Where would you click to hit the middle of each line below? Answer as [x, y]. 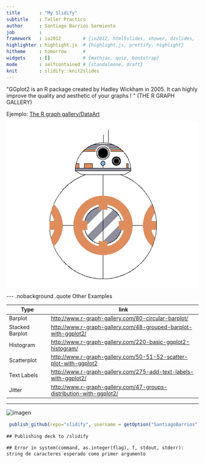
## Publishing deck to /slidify [47, 436]
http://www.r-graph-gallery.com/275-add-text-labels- [122, 372]
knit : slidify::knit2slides [53, 71]
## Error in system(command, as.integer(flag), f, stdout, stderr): [95, 448]
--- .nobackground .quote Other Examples [59, 296]
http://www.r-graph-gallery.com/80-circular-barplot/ [120, 318]
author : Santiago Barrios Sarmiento [61, 26]
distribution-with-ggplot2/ [85, 393]
